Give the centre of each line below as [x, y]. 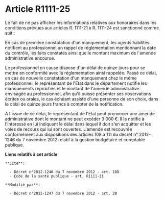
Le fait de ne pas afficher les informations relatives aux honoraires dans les [81, 23]
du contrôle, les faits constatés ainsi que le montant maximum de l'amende [81, 53]
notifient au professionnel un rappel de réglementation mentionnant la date [81, 48]
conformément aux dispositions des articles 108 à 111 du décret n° [71, 134]
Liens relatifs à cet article [31, 154]
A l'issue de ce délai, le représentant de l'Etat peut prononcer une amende [80, 113]
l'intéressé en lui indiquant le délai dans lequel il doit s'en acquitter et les [78, 124]
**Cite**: [15, 163]
